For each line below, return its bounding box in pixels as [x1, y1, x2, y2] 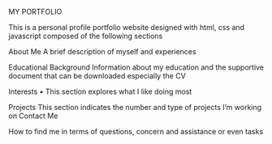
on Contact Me [8, 111, 58, 121]
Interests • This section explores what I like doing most [8, 87, 192, 96]
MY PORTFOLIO [8, 7, 63, 16]
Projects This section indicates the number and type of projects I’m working [8, 103, 262, 112]
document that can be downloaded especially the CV [8, 71, 187, 80]
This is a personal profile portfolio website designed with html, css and [8, 23, 245, 32]
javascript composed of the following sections [8, 32, 163, 40]
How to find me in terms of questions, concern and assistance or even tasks [8, 127, 264, 136]
